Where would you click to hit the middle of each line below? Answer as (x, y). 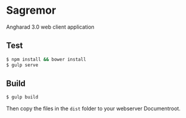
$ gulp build (22, 97)
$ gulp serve (22, 65)
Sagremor (31, 10)
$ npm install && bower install (46, 59)
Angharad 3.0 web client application (51, 27)
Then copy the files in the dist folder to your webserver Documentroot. (93, 108)
